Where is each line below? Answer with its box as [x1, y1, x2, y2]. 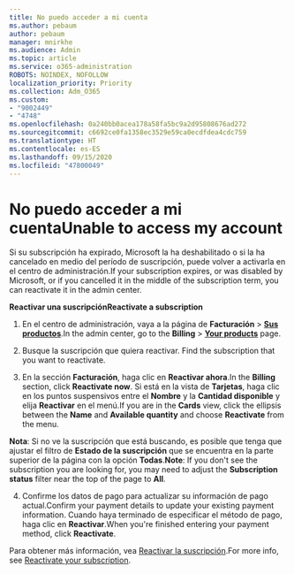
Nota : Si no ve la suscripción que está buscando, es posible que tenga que [9, 436, 283, 447]
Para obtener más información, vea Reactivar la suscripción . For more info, [9, 546, 280, 556]
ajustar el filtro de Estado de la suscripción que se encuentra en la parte [9, 446, 274, 456]
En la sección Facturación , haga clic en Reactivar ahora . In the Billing [21, 372, 276, 383]
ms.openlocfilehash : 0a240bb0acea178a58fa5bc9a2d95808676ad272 [9, 120, 247, 129]
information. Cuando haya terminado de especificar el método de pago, [21, 509, 283, 520]
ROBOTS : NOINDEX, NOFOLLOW [9, 71, 109, 80]
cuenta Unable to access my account [9, 218, 283, 238]
